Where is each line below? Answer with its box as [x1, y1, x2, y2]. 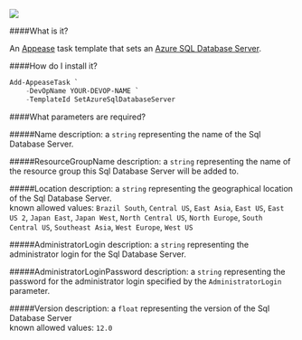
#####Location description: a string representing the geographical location [9, 183, 294, 194]
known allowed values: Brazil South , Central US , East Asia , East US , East [9, 202, 285, 212]
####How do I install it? [9, 61, 98, 71]
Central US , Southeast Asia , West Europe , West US [9, 222, 193, 232]
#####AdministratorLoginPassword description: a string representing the [9, 266, 286, 277]
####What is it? [9, 25, 69, 36]
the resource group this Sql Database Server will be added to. [9, 165, 240, 176]
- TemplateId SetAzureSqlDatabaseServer [25, 95, 176, 104]
